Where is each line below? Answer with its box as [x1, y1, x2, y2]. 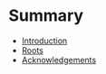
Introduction [21, 35, 68, 46]
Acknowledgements [21, 54, 97, 65]
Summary [8, 5, 83, 26]
